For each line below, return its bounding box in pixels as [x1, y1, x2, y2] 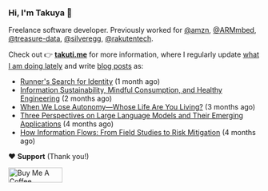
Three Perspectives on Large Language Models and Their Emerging [19, 111, 244, 121]
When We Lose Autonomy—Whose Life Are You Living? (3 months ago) [19, 102, 256, 112]
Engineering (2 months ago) [19, 94, 113, 103]
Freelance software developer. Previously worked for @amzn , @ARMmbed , [8, 26, 257, 35]
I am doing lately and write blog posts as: [8, 62, 144, 71]
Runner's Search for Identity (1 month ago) [19, 77, 161, 86]
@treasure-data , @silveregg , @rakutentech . [8, 34, 154, 43]
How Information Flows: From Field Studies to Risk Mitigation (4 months [19, 128, 256, 137]
